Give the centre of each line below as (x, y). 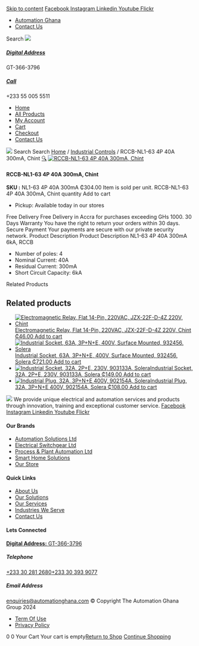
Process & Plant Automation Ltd (54, 452)
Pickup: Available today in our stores (59, 206)
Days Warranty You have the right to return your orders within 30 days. (93, 223)
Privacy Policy (32, 625)
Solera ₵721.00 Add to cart (48, 361)
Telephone (20, 557)
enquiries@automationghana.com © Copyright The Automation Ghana (93, 601)
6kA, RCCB (20, 242)
